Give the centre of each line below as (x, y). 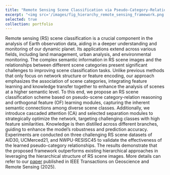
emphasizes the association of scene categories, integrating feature (76, 81)
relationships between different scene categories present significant (76, 65)
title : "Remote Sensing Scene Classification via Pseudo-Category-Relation (87, 10)
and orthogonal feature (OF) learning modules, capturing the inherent (78, 103)
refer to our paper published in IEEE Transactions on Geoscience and (77, 161)
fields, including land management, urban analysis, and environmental (78, 54)
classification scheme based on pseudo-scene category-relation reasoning (84, 97)
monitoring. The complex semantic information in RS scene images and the (83, 60)
